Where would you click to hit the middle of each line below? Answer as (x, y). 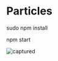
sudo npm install (27, 28)
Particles (30, 11)
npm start (19, 39)
